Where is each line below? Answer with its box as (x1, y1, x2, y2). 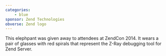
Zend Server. (5, 46, 32, 52)
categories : (5, 7, 30, 13)
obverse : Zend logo (5, 21, 47, 27)
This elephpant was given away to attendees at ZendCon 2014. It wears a (5, 35, 159, 41)
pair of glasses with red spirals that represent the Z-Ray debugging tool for (5, 41, 161, 47)
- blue (14, 12, 28, 17)
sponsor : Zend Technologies (5, 17, 65, 22)
